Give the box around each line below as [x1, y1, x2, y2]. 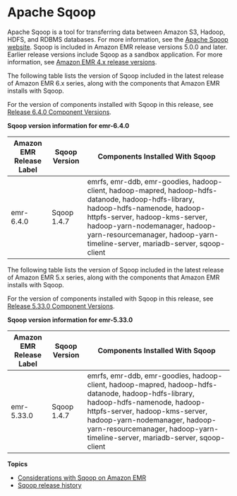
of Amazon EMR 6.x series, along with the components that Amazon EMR [7, 79, 220, 87]
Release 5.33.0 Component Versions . [7, 301, 115, 310]
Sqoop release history [17, 480, 83, 489]
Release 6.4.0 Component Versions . [7, 108, 111, 116]
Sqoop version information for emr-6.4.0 [7, 121, 130, 129]
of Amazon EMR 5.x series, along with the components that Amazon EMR [7, 273, 220, 282]
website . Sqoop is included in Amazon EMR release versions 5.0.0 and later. [7, 42, 228, 51]
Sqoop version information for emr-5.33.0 [7, 316, 133, 324]
